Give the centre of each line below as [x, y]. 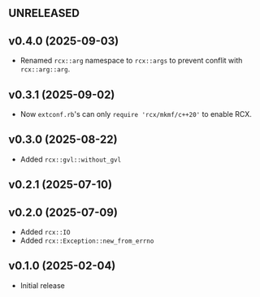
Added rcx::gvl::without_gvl [71, 159]
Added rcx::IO [45, 232]
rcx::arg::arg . [45, 69]
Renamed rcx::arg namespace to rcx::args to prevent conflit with [131, 61]
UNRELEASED [44, 13]
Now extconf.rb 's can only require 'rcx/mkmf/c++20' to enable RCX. [136, 114]
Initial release [42, 285]
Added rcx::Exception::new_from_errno [87, 241]
